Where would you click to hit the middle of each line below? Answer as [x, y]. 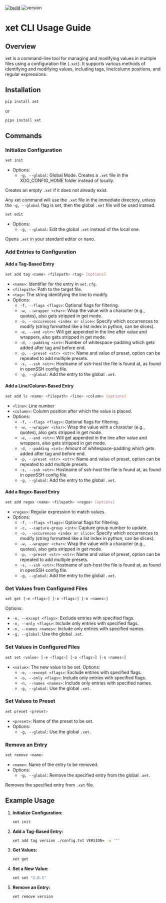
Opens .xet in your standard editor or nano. [50, 239]
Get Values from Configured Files [46, 588]
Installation [23, 90]
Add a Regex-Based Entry [32, 491]
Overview [21, 46]
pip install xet [22, 101]
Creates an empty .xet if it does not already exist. [56, 190]
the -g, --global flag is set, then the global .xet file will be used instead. [80, 205]
